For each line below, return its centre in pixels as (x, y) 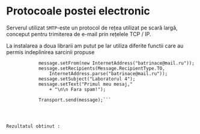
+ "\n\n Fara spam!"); (77, 89)
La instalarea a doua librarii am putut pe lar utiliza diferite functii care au (95, 46)
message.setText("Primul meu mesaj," (86, 84)
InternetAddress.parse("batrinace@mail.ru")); (108, 73)
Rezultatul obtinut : (33, 126)
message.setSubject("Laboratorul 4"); (87, 79)
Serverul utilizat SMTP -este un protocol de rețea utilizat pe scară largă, (92, 28)
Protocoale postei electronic (78, 11)
